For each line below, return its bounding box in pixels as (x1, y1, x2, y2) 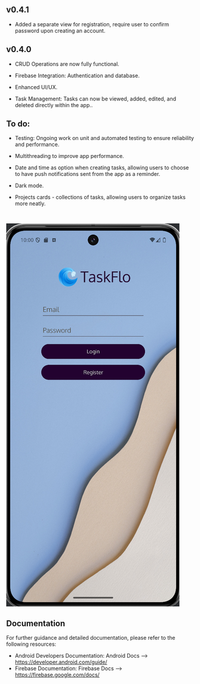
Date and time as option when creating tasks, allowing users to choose (14, 164, 189, 171)
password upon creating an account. (14, 27, 106, 34)
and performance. (14, 141, 60, 148)
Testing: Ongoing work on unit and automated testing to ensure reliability (14, 135, 194, 142)
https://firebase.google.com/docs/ (14, 671, 100, 679)
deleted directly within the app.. (14, 101, 93, 108)
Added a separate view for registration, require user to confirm (14, 20, 170, 28)
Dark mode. (14, 182, 44, 189)
